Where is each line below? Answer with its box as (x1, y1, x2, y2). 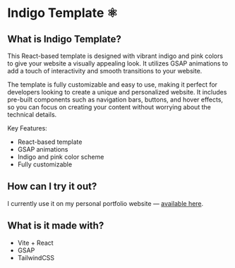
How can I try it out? (7, 181, 97, 193)
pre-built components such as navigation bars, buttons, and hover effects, (7, 95, 224, 104)
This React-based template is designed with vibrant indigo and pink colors (7, 51, 224, 60)
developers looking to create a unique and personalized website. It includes (7, 88, 227, 96)
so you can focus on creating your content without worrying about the (7, 103, 212, 111)
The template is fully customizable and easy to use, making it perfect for (7, 80, 217, 89)
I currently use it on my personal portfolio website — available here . (7, 199, 204, 207)
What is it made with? (7, 220, 104, 232)
